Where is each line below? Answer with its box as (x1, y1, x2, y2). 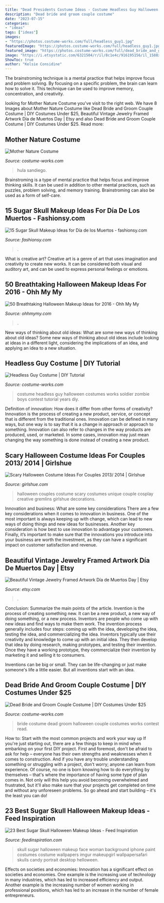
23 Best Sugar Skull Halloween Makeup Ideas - (5, 807, 150, 815)
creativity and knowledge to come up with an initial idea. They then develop (5, 637, 157, 642)
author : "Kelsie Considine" (5, 62, 62, 67)
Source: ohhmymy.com (5, 310, 52, 316)
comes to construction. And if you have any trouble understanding (5, 756, 139, 762)
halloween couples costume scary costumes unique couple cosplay (17, 491, 154, 497)
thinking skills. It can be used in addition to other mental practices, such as (5, 182, 155, 188)
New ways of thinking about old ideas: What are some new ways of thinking (5, 329, 158, 335)
